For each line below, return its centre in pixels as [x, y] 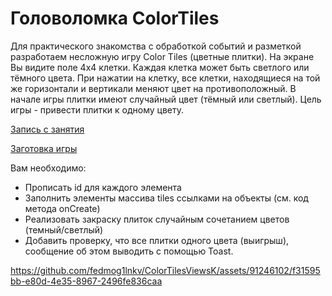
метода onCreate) [62, 208]
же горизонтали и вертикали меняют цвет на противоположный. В [153, 88]
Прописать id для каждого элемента [103, 187]
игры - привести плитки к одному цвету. [97, 109]
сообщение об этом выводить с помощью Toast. [129, 251]
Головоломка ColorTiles [115, 18]
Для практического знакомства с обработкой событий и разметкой [156, 46]
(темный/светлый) [64, 229]
